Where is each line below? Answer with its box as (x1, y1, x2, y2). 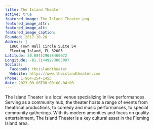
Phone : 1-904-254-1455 (5, 76, 52, 81)
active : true (5, 12, 32, 17)
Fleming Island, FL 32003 (9, 48, 63, 53)
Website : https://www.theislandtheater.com (9, 71, 100, 76)
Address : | (5, 39, 28, 44)
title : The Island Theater (5, 7, 61, 12)
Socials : (5, 62, 23, 67)
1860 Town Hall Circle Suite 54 (9, 44, 77, 49)
